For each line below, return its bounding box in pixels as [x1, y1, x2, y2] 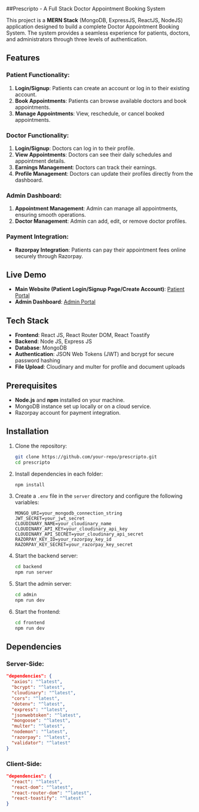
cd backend [14, 564, 42, 570]
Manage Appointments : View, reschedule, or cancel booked [14, 110, 164, 117]
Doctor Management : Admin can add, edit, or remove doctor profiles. [14, 217, 187, 225]
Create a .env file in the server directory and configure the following [14, 492, 183, 500]
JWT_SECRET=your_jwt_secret [14, 516, 85, 522]
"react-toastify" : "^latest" [11, 795, 84, 801]
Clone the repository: [14, 442, 68, 449]
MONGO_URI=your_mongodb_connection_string [14, 510, 123, 516]
